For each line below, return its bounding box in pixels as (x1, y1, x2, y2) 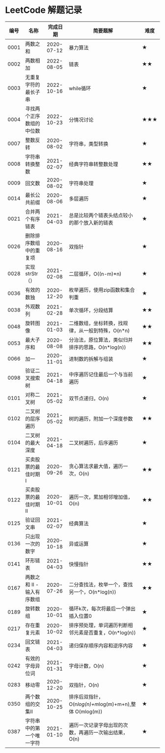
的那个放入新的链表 (68, 219, 113, 226)
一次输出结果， (93, 729, 128, 736)
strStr (25, 270, 38, 277)
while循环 (68, 85, 91, 92)
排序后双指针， (68, 693, 104, 700)
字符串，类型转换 (68, 140, 109, 147)
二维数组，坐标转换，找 (68, 320, 123, 326)
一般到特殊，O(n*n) (83, 327, 130, 334)
